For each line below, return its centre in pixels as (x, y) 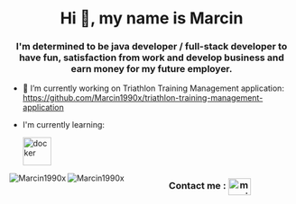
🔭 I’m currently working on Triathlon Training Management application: (153, 88)
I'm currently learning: (64, 125)
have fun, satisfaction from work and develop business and (152, 58)
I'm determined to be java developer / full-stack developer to (152, 47)
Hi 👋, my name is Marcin (152, 18)
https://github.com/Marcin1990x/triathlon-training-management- (143, 98)
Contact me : (197, 186)
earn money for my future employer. (152, 69)
